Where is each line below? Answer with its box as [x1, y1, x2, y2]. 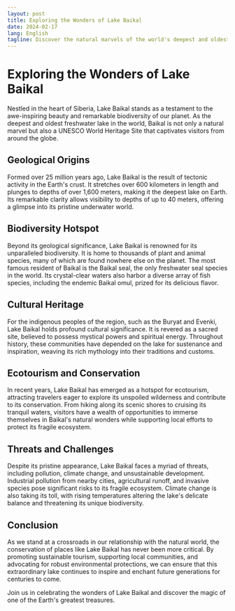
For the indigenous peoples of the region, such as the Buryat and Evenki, [7, 317, 218, 326]
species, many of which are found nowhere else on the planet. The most [7, 256, 216, 264]
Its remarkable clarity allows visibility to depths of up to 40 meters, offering [7, 195, 224, 203]
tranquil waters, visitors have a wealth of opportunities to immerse [7, 408, 198, 417]
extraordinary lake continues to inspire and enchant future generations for [7, 567, 220, 575]
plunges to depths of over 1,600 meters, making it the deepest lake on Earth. [7, 187, 228, 196]
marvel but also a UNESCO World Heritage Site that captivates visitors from [7, 127, 225, 135]
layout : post [7, 10, 45, 17]
